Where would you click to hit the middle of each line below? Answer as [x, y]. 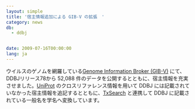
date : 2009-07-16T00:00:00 [39, 49]
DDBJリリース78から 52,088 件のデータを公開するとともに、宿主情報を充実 [97, 78]
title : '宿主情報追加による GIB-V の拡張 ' [55, 17]
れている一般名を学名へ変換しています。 [54, 100]
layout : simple [25, 11]
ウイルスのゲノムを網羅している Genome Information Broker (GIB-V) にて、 [95, 71]
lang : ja [17, 54]
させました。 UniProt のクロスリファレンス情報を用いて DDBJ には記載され [95, 85]
